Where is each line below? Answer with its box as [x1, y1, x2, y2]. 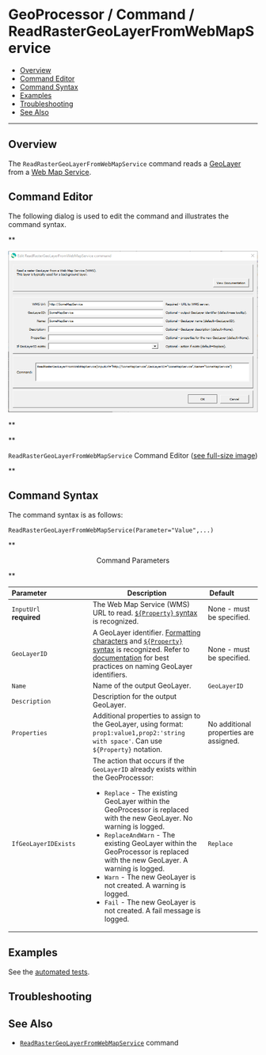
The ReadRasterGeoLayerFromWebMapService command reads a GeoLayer [8, 158, 241, 168]
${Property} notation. [92, 745, 162, 754]
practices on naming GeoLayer [92, 661, 193, 670]
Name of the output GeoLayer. [92, 681, 192, 690]
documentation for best [92, 653, 169, 662]
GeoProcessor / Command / [8, 6, 195, 24]
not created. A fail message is [104, 905, 201, 915]
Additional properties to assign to [92, 711, 201, 721]
